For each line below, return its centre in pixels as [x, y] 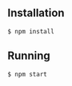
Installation [36, 13]
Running [29, 56]
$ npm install [31, 31]
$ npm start [27, 74]
